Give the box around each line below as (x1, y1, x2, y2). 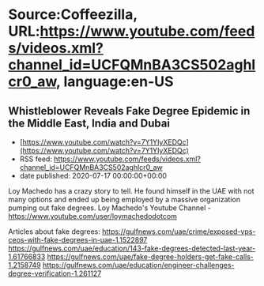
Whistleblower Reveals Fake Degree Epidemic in (8, 104, 251, 118)
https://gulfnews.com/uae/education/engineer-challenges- (42, 261, 235, 269)
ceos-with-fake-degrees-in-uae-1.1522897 (8, 235, 148, 244)
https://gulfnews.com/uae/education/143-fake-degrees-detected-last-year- (8, 243, 256, 253)
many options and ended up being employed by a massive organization (8, 195, 241, 204)
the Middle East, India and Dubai (8, 116, 171, 130)
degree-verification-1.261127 (8, 269, 102, 278)
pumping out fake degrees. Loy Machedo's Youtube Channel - (8, 203, 211, 213)
